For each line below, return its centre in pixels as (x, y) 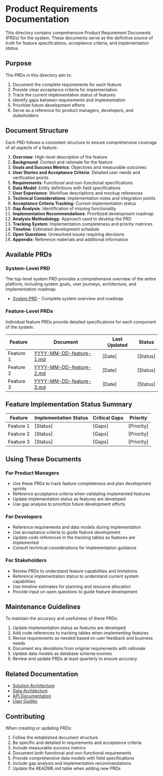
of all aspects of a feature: (32, 147)
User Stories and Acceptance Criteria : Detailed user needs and (76, 172)
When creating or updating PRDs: (39, 728)
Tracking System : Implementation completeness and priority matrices (82, 224)
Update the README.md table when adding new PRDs (67, 768)
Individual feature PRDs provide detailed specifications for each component (81, 322)
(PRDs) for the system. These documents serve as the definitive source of (79, 38)
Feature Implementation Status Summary (69, 404)
